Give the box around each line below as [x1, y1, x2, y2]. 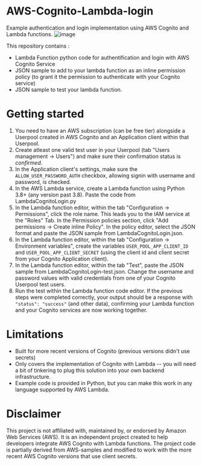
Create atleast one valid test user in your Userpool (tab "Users [14, 146, 170, 153]
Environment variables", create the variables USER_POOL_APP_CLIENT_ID [14, 242, 189, 250]
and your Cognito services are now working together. [14, 306, 148, 313]
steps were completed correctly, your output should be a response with [14, 294, 193, 301]
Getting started [6, 107, 84, 121]
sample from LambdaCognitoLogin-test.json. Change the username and [14, 268, 194, 275]
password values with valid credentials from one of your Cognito [14, 274, 176, 282]
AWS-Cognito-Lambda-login [6, 4, 154, 18]
